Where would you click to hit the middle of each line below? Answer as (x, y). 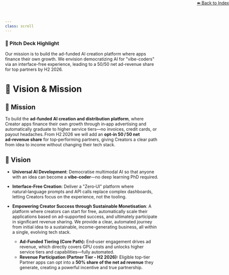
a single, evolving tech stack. (41, 232)
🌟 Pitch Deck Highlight (32, 43)
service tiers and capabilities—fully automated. (67, 252)
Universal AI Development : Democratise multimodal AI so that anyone (83, 172)
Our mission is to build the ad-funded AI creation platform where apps (76, 54)
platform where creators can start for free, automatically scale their (80, 211)
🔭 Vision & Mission (44, 89)
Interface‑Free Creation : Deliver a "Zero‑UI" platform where (73, 186)
